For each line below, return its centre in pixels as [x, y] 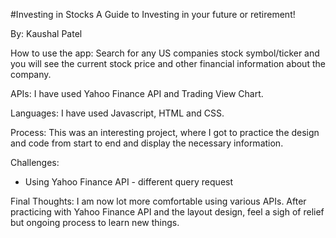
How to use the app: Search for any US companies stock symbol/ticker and [165, 53]
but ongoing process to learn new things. [95, 222]
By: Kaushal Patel [46, 33]
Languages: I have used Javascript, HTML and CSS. [117, 113]
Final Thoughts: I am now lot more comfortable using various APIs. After [158, 201]
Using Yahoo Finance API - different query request [129, 182]
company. [31, 74]
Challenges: [35, 162]
